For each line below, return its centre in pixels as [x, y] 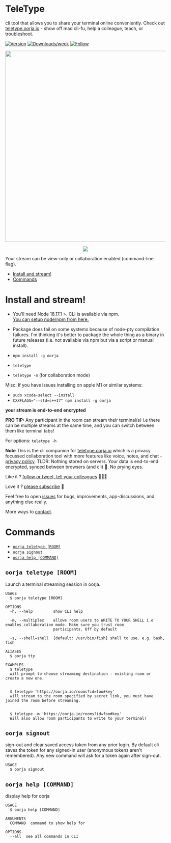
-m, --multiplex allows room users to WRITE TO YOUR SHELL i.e [82, 620]
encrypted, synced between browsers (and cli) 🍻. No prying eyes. [74, 467]
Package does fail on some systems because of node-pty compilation [86, 329]
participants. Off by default [85, 629]
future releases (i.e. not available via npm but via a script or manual [83, 340]
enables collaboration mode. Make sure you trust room [65, 624]
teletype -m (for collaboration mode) [51, 375]
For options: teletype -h [31, 441]
